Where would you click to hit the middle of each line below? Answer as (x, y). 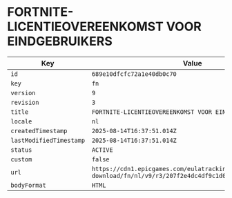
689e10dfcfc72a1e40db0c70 (134, 74)
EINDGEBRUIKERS (60, 41)
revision (25, 102)
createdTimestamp (39, 131)
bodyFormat (28, 185)
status (21, 150)
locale (21, 121)
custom (21, 159)
